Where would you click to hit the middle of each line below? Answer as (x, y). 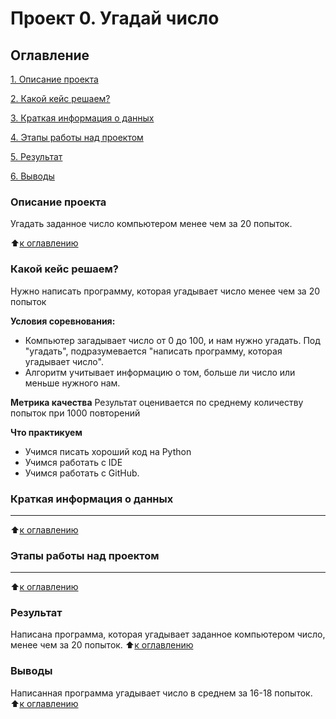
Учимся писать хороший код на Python (108, 451)
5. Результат (36, 156)
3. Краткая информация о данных (82, 118)
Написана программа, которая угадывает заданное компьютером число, (168, 634)
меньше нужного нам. (72, 383)
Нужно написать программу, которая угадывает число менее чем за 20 (165, 291)
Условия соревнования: (63, 321)
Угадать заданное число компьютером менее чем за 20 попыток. (151, 224)
